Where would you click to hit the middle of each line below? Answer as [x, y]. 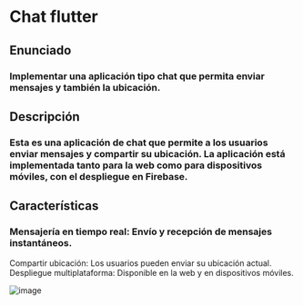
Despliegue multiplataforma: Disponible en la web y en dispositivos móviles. [151, 272]
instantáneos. [41, 243]
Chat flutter [54, 17]
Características [54, 206]
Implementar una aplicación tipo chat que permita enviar [137, 76]
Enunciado [40, 50]
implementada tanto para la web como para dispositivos [136, 165]
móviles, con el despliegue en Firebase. [99, 176]
